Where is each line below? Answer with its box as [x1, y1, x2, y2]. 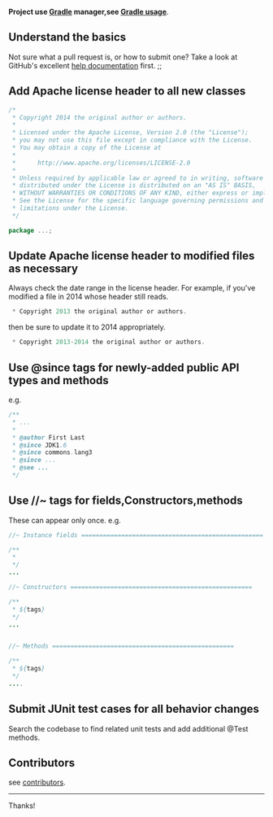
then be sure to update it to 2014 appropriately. [8, 322, 167, 332]
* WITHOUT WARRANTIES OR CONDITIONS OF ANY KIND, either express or [11, 189, 249, 198]
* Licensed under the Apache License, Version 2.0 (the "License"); [11, 129, 249, 137]
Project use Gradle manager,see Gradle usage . [8, 7, 169, 16]
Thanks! [8, 801, 36, 810]
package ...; [8, 226, 53, 234]
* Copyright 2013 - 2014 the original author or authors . [11, 338, 206, 347]
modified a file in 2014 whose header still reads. [8, 292, 169, 302]
